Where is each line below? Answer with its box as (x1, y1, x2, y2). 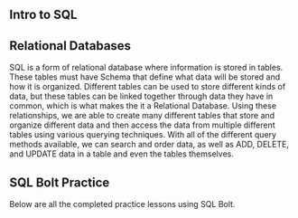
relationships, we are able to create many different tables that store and (9, 110, 275, 121)
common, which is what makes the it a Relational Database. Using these (9, 100, 277, 111)
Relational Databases (9, 38, 132, 53)
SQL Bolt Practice (9, 175, 110, 190)
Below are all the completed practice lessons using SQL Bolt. (9, 199, 236, 210)
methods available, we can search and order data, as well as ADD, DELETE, (9, 139, 289, 150)
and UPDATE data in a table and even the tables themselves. (9, 148, 235, 159)
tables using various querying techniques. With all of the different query (9, 129, 277, 140)
